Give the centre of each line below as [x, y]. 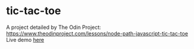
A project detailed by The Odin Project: [54, 27]
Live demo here [25, 40]
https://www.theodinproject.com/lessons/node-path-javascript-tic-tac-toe [97, 33]
